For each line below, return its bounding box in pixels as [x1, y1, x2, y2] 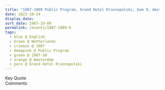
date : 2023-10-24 [5, 12, 41, 17]
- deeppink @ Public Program [9, 48, 69, 53]
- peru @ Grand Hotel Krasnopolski [9, 62, 82, 67]
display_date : [5, 16, 34, 21]
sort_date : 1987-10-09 [5, 21, 52, 26]
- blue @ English [9, 35, 45, 40]
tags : [5, 30, 16, 35]
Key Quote [5, 75, 27, 81]
